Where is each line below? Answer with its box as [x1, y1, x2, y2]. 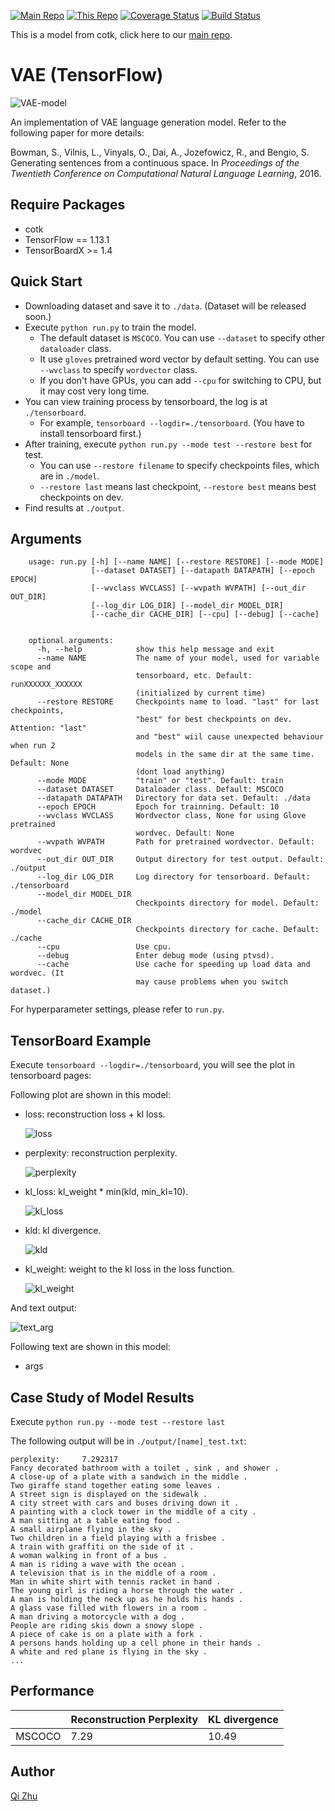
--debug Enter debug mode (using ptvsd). [36, 951, 275, 961]
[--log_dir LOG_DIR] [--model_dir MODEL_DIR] [90, 601, 284, 611]
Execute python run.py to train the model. [24, 321, 197, 333]
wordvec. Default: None [135, 828, 235, 839]
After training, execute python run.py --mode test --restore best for [24, 438, 313, 450]
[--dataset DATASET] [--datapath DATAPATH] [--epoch [90, 566, 315, 576]
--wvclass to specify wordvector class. [39, 363, 198, 375]
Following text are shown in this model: [10, 1341, 171, 1353]
